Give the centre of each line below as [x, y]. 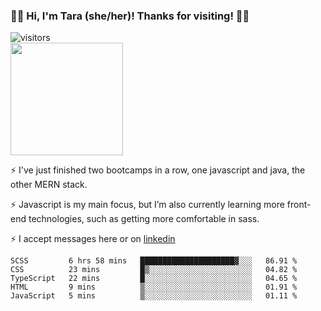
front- [299, 205]
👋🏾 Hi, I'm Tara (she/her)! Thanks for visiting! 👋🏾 [130, 16]
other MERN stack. [49, 185]
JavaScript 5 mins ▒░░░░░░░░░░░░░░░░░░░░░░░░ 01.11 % [154, 296]
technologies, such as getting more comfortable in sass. [144, 219]
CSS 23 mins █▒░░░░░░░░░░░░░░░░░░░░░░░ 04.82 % [154, 270]
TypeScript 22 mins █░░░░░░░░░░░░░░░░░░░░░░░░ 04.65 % [154, 279]
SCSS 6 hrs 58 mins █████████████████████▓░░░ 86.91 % [154, 261]
